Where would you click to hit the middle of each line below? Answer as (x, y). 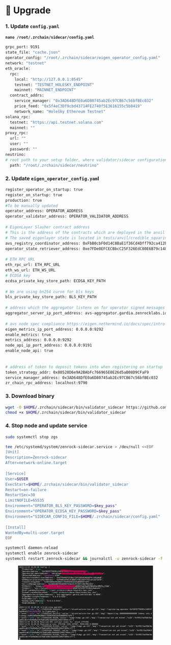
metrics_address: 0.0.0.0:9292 (38, 340)
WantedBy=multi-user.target (35, 533)
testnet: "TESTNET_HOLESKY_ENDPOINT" (54, 85)
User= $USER (17, 479)
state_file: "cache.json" (33, 52)
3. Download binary (30, 396)
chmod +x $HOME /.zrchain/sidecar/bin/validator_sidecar (66, 413)
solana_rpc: (18, 117)
